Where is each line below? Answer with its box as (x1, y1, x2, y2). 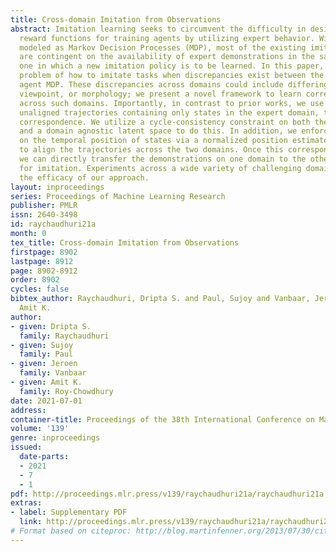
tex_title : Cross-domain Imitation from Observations (10, 237, 240, 248)
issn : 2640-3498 (10, 210, 78, 220)
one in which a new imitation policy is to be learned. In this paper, (19, 61, 325, 71)
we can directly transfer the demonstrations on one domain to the (19, 154, 307, 164)
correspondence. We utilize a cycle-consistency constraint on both (19, 117, 311, 127)
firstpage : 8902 (10, 247, 78, 257)
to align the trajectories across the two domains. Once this (19, 145, 284, 155)
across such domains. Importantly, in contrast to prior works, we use (19, 98, 325, 108)
